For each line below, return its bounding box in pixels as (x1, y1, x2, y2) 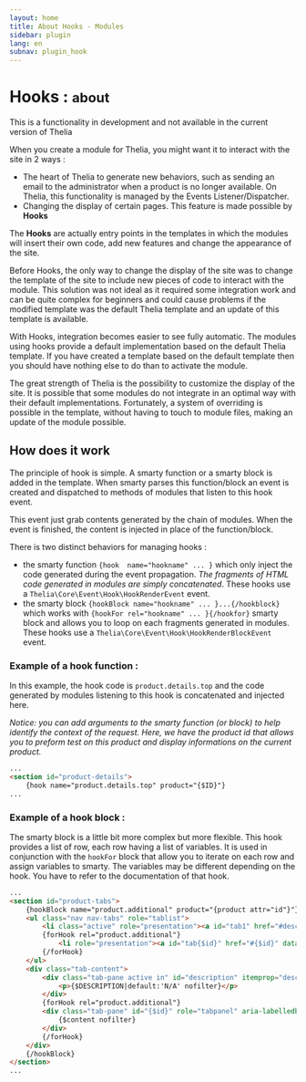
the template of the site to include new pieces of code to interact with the (9, 275, 284, 286)
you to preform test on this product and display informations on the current (9, 736, 292, 748)
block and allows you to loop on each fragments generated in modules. (22, 617, 290, 628)
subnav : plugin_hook (9, 47, 88, 57)
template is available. (9, 314, 89, 325)
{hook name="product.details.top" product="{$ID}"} (25, 781, 226, 790)
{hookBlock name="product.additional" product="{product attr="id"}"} (25, 905, 300, 914)
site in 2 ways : (9, 154, 66, 165)
